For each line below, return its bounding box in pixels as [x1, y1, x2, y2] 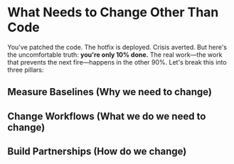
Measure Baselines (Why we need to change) [7, 86, 212, 98]
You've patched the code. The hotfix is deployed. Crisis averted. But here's [7, 43, 228, 51]
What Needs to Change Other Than [7, 4, 219, 21]
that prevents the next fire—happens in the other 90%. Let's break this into [7, 58, 227, 66]
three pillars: [7, 65, 44, 74]
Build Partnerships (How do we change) [7, 146, 187, 158]
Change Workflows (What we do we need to [7, 110, 206, 122]
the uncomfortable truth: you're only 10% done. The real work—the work [7, 50, 223, 59]
